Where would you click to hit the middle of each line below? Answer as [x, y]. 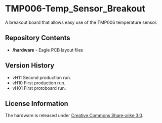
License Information [37, 103]
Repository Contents [38, 38]
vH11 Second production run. [42, 77]
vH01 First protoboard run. [39, 88]
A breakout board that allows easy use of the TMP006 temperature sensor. [81, 22]
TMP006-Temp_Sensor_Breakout [75, 9]
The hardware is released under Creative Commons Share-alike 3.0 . [74, 116]
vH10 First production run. [39, 83]
